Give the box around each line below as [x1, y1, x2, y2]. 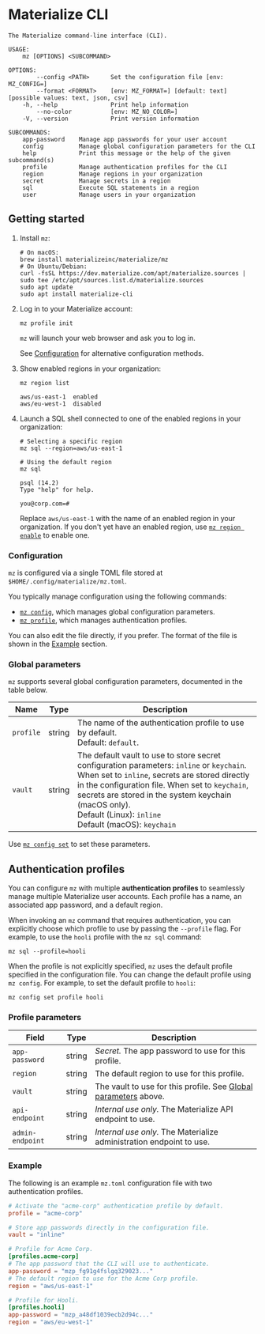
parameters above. [95, 1091, 165, 1102]
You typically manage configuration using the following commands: [8, 591, 227, 602]
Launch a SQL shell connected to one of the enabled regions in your [19, 414, 241, 423]
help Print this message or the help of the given [22, 149, 231, 157]
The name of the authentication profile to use [77, 717, 244, 728]
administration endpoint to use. [95, 1136, 211, 1147]
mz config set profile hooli [8, 994, 104, 1002]
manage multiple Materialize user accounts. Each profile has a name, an [8, 892, 242, 901]
